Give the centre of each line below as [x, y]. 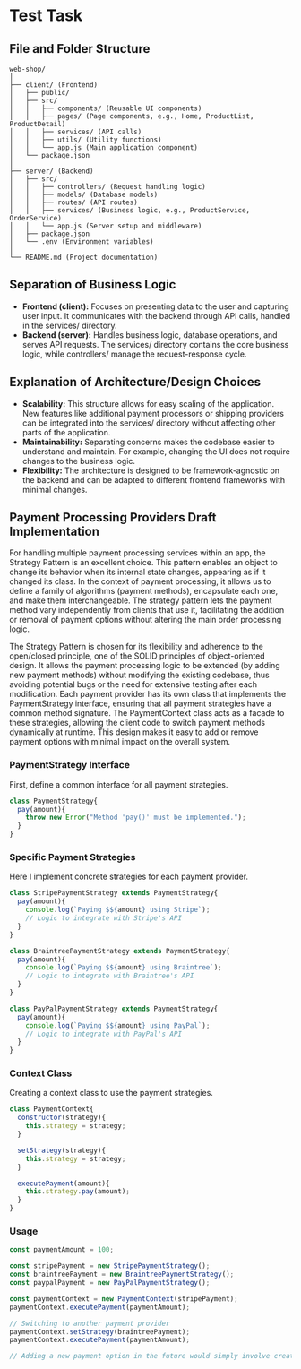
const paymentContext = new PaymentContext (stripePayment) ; [124, 1299]
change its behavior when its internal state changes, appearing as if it [138, 572]
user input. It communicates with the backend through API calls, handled [156, 315]
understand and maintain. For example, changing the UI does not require [156, 451]
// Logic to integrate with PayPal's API [103, 1034]
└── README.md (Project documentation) [84, 257]
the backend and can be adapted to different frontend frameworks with [153, 479]
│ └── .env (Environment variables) [82, 242]
